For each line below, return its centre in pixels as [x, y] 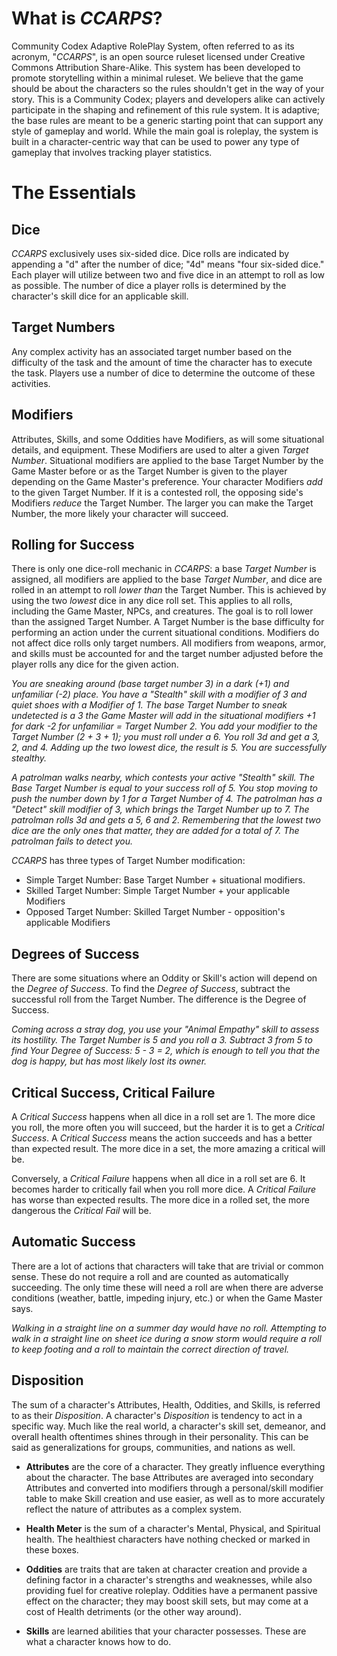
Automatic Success [73, 1242]
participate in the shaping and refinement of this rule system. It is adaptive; [166, 109]
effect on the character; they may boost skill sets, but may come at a [167, 1601]
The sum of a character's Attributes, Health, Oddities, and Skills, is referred [166, 1404]
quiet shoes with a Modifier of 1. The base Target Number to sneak [149, 705]
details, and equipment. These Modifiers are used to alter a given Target [160, 449]
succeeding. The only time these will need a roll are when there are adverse [167, 1287]
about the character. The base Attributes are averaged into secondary [169, 1477]
